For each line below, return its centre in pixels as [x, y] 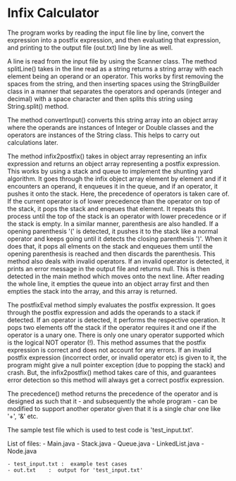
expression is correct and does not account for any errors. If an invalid [110, 350]
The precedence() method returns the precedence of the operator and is [113, 393]
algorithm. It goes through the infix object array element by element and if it [117, 179]
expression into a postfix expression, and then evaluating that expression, [114, 40]
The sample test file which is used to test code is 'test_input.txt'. [100, 429]
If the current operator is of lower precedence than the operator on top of [114, 201]
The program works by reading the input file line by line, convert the [106, 32]
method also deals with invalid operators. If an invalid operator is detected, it [118, 261]
